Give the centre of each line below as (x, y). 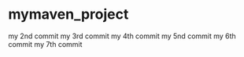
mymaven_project (68, 14)
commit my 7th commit (45, 44)
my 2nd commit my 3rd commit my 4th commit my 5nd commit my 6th (122, 36)
